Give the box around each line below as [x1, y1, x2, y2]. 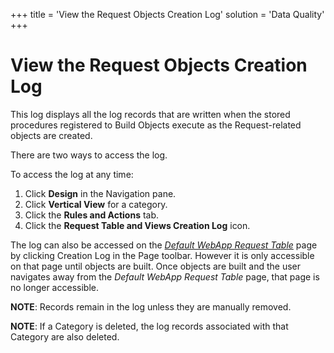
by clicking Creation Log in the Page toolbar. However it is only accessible [10, 249, 315, 261]
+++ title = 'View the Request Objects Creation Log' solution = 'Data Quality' [10, 9, 325, 20]
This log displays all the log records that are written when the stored [10, 108, 291, 120]
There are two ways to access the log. [10, 149, 168, 161]
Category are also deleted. [10, 330, 120, 343]
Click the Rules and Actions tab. [24, 209, 160, 221]
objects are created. [10, 129, 93, 141]
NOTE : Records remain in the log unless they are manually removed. [10, 300, 292, 313]
